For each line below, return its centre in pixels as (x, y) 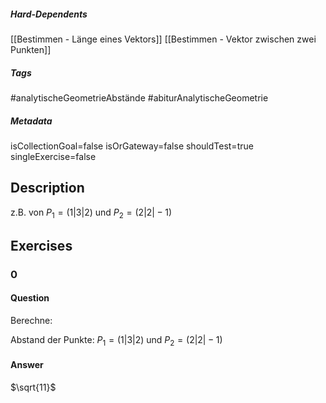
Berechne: (31, 321)
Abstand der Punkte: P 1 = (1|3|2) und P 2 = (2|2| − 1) (116, 341)
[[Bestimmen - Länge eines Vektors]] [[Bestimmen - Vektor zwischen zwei (163, 39)
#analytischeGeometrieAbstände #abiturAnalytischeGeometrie (139, 97)
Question (30, 298)
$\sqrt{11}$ (33, 387)
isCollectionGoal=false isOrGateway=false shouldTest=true (132, 146)
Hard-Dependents (49, 14)
